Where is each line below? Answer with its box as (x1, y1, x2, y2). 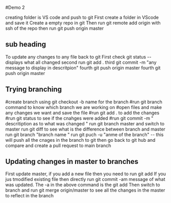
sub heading (5, 40, 46, 49)
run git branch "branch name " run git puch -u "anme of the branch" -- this (5, 131, 164, 138)
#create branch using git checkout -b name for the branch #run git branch (5, 99, 163, 105)
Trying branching (5, 85, 62, 94)
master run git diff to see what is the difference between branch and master (5, 126, 166, 132)
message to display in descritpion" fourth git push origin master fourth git (5, 64, 161, 71)
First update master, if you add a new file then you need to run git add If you (5, 171, 166, 177)
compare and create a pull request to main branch (5, 142, 111, 149)
